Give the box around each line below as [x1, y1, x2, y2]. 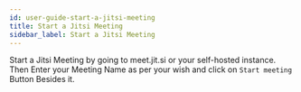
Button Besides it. [9, 74, 75, 85]
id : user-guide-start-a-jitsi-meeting [9, 13, 155, 23]
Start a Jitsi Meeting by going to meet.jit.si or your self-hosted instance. [9, 55, 277, 66]
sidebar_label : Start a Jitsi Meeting [9, 30, 155, 39]
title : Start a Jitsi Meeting [9, 22, 124, 31]
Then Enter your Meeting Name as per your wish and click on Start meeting [9, 64, 292, 75]
